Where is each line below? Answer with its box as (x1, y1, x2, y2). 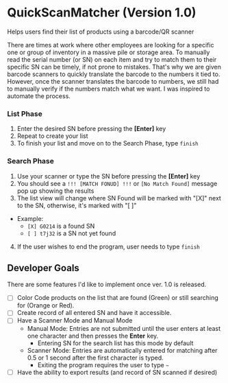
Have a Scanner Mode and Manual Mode (16, 316, 133, 325)
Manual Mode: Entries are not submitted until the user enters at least (27, 324, 221, 332)
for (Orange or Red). (16, 301, 75, 310)
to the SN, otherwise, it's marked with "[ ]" (16, 201, 137, 209)
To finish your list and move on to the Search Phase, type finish (16, 139, 199, 148)
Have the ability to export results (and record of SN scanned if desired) (16, 368, 218, 376)
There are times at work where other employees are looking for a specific (7, 40, 214, 49)
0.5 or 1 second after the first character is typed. (27, 353, 164, 362)
